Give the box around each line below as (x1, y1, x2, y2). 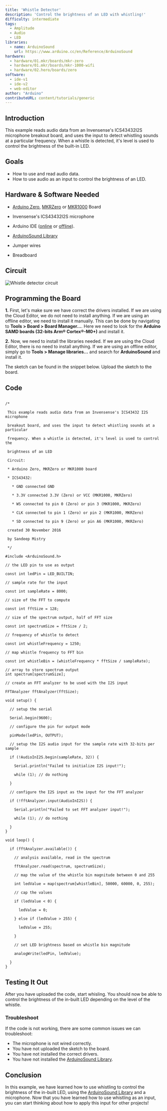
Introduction (5, 114, 45, 122)
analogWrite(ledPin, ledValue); (14, 951, 81, 956)
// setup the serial (9, 707, 52, 712)
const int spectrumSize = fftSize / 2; (5, 624, 88, 629)
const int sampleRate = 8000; (5, 589, 68, 594)
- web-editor (9, 86, 37, 91)
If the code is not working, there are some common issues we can (5, 1026, 141, 1032)
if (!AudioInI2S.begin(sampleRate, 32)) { (9, 755, 99, 760)
